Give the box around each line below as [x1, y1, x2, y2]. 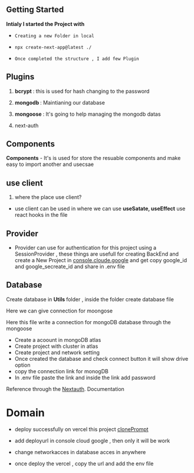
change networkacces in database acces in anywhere [14, 448, 146, 455]
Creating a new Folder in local [14, 32, 94, 39]
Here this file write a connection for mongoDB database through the [6, 318, 171, 325]
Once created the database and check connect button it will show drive [14, 355, 189, 362]
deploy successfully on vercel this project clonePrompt [14, 425, 149, 433]
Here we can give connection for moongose [6, 307, 113, 314]
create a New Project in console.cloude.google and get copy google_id [14, 257, 188, 264]
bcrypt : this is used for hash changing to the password [14, 87, 150, 94]
